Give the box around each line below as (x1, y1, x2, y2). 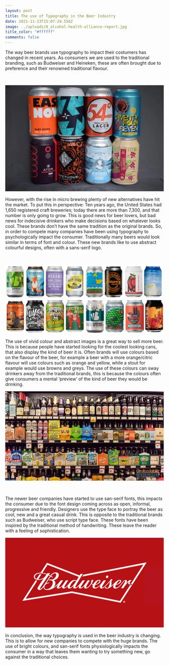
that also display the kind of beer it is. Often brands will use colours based (5, 349, 159, 355)
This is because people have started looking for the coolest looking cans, (5, 343, 157, 349)
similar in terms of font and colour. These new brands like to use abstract (5, 239, 157, 245)
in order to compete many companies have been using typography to (5, 228, 149, 234)
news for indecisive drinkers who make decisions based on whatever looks (5, 218, 161, 224)
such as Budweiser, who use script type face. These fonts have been (5, 517, 148, 523)
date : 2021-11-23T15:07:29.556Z (5, 19, 73, 24)
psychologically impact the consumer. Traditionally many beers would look (5, 234, 160, 240)
